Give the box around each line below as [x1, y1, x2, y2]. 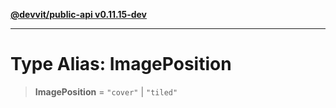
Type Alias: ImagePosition [10, 53, 232, 76]
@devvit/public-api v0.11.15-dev [10, 9, 148, 20]
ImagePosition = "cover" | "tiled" [34, 85, 178, 98]
